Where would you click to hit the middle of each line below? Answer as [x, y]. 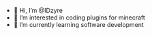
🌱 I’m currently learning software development [79, 25]
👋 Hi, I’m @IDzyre [38, 10]
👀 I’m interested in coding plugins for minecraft [79, 17]
